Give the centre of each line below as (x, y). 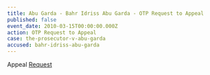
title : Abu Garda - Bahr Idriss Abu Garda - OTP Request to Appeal (106, 13)
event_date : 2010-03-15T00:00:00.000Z (62, 26)
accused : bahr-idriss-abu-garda (53, 45)
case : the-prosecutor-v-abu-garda (57, 39)
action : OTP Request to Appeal (52, 32)
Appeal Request (30, 64)
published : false (32, 20)
